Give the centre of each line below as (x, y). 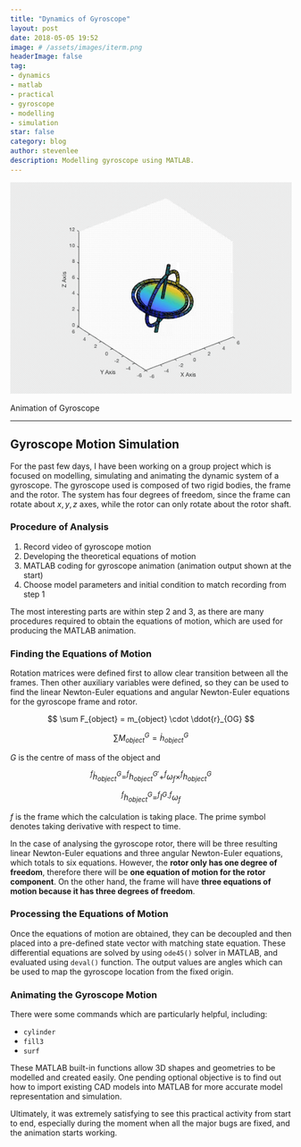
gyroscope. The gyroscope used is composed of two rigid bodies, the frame (150, 485)
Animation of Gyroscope (55, 408)
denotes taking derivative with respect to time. (96, 826)
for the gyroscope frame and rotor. (74, 701)
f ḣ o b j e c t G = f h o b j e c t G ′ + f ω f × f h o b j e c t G (151, 777)
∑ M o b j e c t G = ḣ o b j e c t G (151, 738)
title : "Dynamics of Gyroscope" (70, 19)
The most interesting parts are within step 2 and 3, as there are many (137, 611)
